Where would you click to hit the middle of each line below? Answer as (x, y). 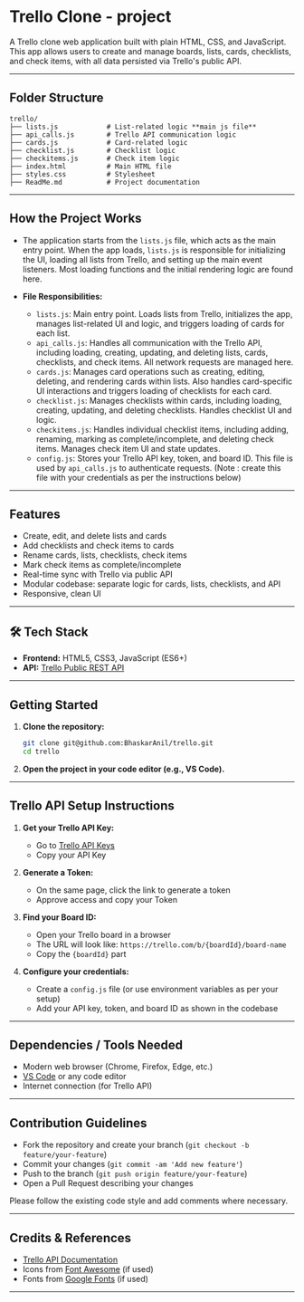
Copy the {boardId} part (81, 953)
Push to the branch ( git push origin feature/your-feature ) (135, 1173)
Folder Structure (57, 98)
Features (35, 514)
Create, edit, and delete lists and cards (95, 536)
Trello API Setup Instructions (92, 806)
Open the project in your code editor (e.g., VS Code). (123, 769)
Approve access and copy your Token (107, 899)
